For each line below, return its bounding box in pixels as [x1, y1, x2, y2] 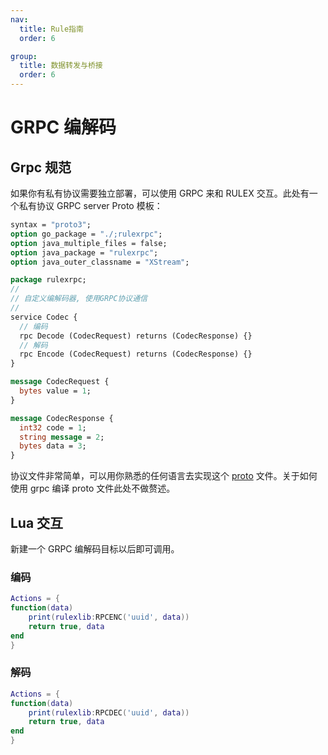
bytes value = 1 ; [19, 386, 92, 396]
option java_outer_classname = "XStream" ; [10, 257, 190, 267]
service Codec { [10, 312, 78, 322]
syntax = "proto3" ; [10, 220, 92, 230]
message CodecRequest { [10, 377, 110, 387]
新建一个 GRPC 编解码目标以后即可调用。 [10, 542, 180, 555]
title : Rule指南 [19, 24, 84, 34]
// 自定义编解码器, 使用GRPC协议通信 [10, 294, 148, 304]
